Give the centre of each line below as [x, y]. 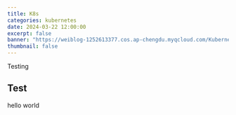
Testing [18, 66]
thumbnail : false [33, 46]
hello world [24, 105]
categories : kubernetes [42, 20]
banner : [19, 40]
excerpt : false [29, 33]
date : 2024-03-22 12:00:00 [47, 27]
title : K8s [23, 14]
